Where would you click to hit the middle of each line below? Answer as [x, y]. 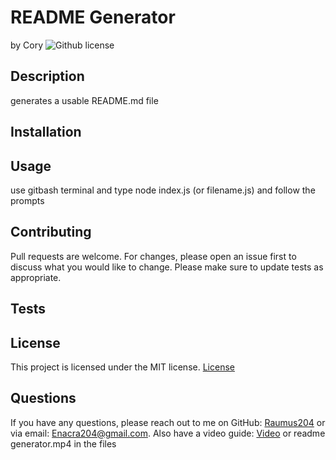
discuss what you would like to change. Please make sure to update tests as [167, 267]
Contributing [51, 232]
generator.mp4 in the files [63, 443]
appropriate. [36, 277]
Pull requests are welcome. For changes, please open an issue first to [153, 256]
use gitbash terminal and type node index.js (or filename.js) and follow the [163, 190]
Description [47, 76]
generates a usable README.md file [84, 100]
